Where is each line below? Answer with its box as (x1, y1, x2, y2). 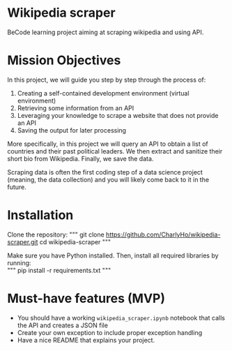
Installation (7, 207, 74, 223)
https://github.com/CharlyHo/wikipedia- (105, 230, 221, 239)
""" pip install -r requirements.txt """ (7, 266, 111, 274)
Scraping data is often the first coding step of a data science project (7, 167, 203, 176)
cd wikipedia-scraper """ (39, 237, 111, 246)
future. (7, 183, 26, 191)
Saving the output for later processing (17, 126, 127, 134)
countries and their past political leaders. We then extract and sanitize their (7, 147, 223, 155)
